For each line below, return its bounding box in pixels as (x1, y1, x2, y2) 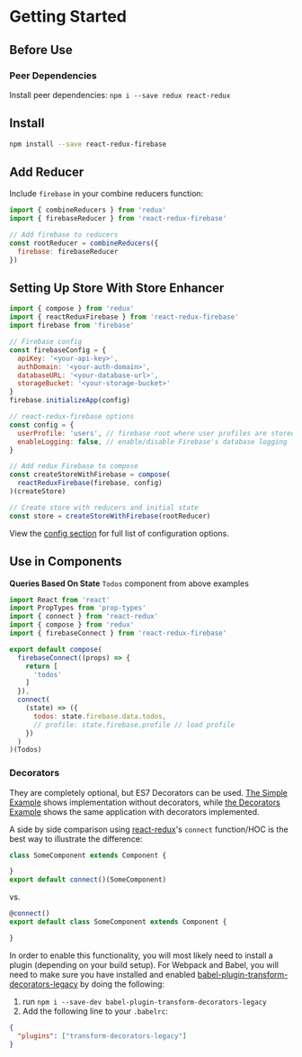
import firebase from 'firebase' (9, 321, 135, 330)
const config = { (9, 420, 75, 429)
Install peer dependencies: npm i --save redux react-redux (9, 89, 231, 100)
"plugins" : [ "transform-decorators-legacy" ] (17, 1031, 187, 1041)
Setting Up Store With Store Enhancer (9, 281, 225, 296)
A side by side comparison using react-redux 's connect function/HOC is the (9, 824, 289, 835)
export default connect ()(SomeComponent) (9, 875, 167, 884)
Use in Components (9, 554, 123, 569)
